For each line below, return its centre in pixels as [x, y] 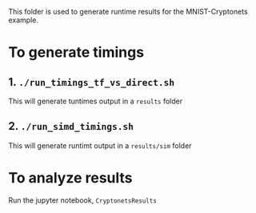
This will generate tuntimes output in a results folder [95, 101]
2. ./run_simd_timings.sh [71, 126]
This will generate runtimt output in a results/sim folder [100, 145]
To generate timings [76, 52]
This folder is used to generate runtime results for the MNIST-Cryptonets [128, 12]
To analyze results [71, 178]
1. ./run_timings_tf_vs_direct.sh [91, 82]
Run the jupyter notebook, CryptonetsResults [83, 200]
